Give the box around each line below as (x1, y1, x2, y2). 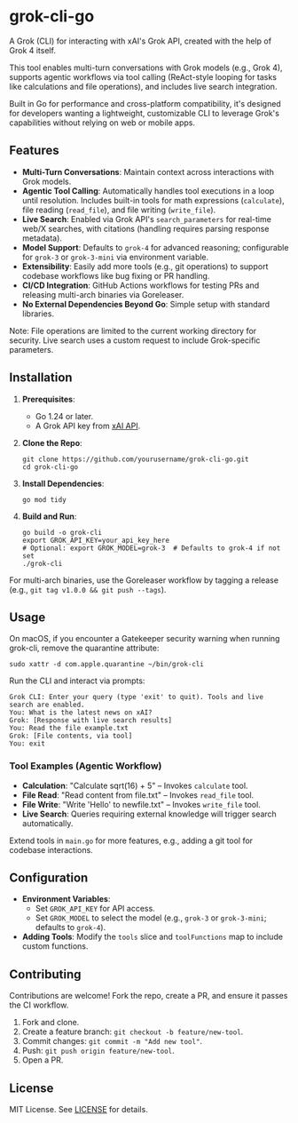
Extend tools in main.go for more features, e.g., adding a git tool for (9, 835, 254, 846)
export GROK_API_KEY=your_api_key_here (21, 536, 170, 545)
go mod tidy (21, 495, 67, 504)
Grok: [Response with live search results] (9, 716, 173, 725)
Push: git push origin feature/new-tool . (21, 1046, 175, 1056)
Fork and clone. (21, 1017, 80, 1028)
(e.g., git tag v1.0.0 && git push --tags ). (9, 584, 167, 594)
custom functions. (21, 941, 89, 952)
